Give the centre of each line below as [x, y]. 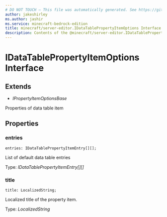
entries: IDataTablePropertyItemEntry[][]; [51, 148]
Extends [18, 86]
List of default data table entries [38, 157]
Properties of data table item [34, 108]
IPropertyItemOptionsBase [40, 98]
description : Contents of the [37, 33]
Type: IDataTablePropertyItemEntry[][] [45, 167]
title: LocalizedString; [31, 190]
